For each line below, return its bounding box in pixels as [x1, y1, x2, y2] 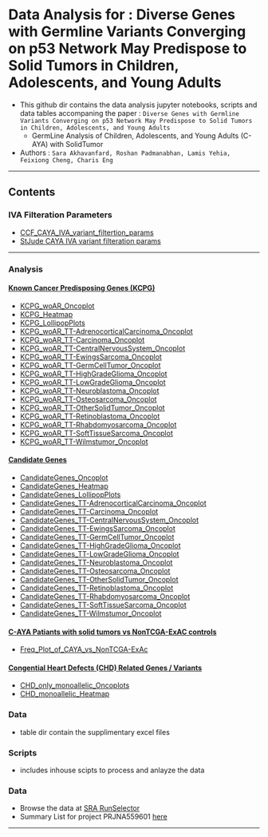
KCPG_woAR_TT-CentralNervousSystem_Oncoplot [19, 343, 186, 353]
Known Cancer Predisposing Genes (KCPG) [8, 284, 156, 293]
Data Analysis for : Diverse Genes [8, 6, 236, 24]
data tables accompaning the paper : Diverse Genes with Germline [19, 108, 239, 117]
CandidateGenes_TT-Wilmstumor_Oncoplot [19, 609, 162, 618]
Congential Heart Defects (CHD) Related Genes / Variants [8, 663, 203, 672]
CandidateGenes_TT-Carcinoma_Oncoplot [19, 506, 159, 516]
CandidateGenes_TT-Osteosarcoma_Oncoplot [19, 565, 171, 576]
